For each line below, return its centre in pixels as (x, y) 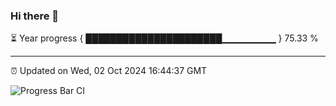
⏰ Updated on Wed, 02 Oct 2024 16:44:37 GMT (109, 71)
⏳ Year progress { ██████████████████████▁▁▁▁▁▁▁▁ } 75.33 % (164, 38)
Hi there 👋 (35, 16)
